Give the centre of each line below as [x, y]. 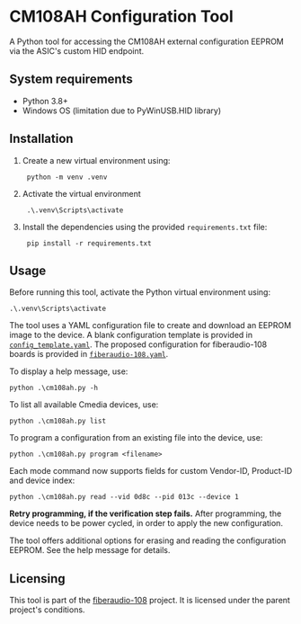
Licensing [37, 579]
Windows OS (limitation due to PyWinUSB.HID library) [122, 111]
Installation [41, 139]
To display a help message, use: [69, 371]
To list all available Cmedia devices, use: [84, 405]
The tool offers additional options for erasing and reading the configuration [148, 540]
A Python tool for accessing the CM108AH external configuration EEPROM [147, 41]
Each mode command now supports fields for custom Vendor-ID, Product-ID [151, 471]
